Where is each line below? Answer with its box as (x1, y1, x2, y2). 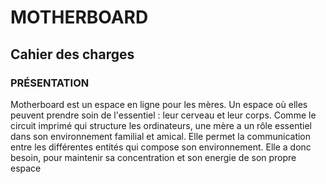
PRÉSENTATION (10, 76, 90, 90)
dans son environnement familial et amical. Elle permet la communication (10, 130, 312, 142)
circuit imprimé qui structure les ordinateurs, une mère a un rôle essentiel (10, 119, 312, 131)
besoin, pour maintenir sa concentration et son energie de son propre (10, 151, 297, 163)
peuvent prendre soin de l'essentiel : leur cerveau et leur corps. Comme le (10, 109, 317, 121)
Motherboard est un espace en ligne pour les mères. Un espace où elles (10, 98, 308, 110)
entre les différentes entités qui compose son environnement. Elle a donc (10, 141, 312, 153)
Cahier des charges (10, 46, 135, 63)
